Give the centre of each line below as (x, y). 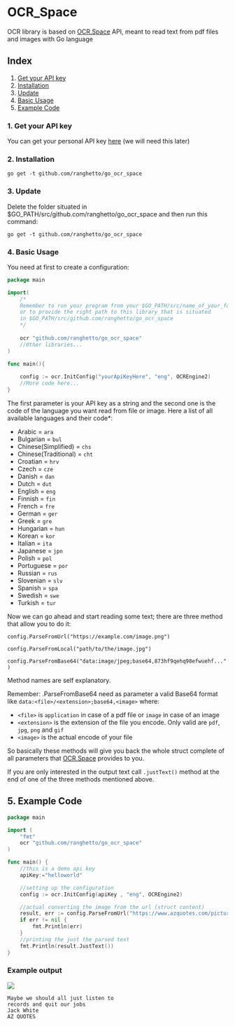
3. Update (24, 191)
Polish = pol (35, 558)
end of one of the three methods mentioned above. (81, 779)
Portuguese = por (43, 565)
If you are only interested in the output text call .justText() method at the (113, 772)
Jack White (23, 1010)
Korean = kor (36, 536)
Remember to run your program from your (79, 305)
